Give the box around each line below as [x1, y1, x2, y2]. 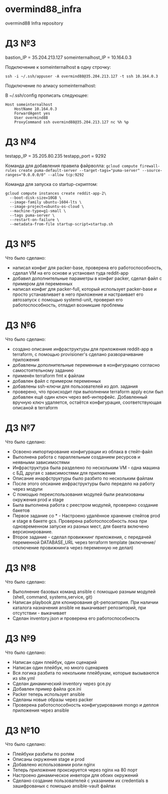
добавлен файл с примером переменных [12, 378, 101, 384]
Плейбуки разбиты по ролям [12, 751, 74, 757]
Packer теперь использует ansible [12, 691, 85, 697]
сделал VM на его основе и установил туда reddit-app [12, 270, 129, 276]
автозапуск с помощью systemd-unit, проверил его [12, 296, 123, 302]
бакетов [12, 507, 30, 513]
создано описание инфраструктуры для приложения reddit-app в [12, 346, 153, 352]
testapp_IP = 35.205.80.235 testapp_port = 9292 [5, 153, 106, 159]
